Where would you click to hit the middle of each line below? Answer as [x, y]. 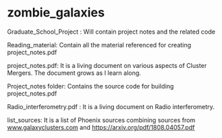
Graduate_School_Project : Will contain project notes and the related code [111, 32]
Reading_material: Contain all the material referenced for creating [99, 45]
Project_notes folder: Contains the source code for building [90, 86]
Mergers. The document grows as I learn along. [74, 73]
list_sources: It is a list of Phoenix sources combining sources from [101, 120]
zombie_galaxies [56, 13]
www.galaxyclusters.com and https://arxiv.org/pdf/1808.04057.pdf [101, 127]
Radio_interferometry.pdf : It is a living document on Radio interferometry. [111, 106]
